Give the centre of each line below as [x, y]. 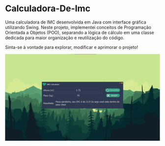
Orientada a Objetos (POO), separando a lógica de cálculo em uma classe [80, 32]
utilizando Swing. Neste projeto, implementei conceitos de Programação [78, 27]
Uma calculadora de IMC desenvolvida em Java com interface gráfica [76, 22]
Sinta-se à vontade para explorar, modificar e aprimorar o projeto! [72, 47]
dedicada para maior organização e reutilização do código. [65, 38]
